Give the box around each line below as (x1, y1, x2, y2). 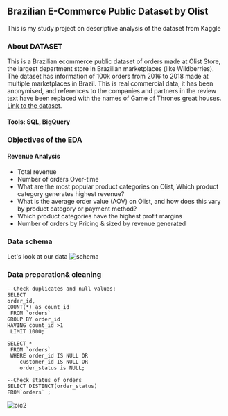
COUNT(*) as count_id (7, 304, 70, 311)
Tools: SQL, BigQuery (7, 118, 71, 126)
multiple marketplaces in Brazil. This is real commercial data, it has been (7, 79, 213, 88)
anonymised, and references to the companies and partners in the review (7, 87, 217, 95)
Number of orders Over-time (17, 175, 99, 183)
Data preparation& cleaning (7, 270, 102, 280)
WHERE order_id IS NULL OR (10, 353, 89, 360)
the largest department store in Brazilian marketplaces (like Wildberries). (7, 65, 214, 73)
